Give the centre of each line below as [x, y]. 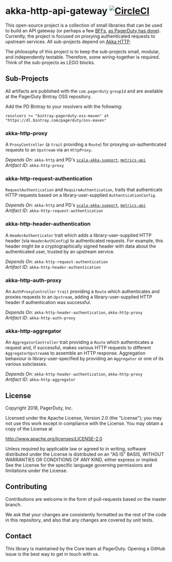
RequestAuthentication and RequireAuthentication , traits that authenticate [84, 190]
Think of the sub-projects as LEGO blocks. [50, 62]
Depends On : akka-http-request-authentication [57, 261]
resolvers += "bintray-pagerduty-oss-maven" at [57, 116]
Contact [18, 536]
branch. [14, 504]
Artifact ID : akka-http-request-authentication [54, 211]
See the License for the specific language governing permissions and [79, 465]
